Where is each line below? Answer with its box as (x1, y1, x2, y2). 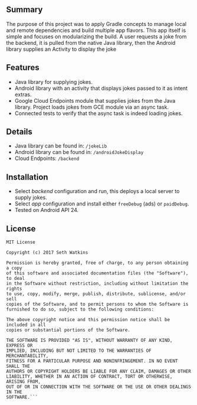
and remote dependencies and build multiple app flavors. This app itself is (6, 27, 186, 34)
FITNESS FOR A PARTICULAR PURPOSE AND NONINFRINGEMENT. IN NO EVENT (6, 358, 178, 364)
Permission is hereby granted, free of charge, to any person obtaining (6, 260, 189, 266)
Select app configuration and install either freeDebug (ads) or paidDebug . (14, 200, 189, 207)
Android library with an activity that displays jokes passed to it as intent (14, 84, 188, 92)
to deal (6, 276, 25, 282)
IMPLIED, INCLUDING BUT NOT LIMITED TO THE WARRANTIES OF (6, 348, 152, 354)
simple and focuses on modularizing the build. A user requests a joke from (6, 32, 187, 40)
